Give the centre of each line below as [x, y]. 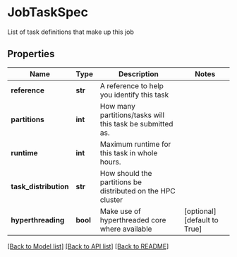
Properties [31, 54]
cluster [111, 200]
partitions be [121, 182]
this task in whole [129, 153]
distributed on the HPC [138, 191]
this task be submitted [136, 124]
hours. [110, 162]
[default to [201, 220]
